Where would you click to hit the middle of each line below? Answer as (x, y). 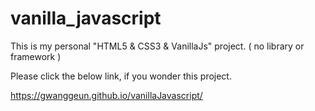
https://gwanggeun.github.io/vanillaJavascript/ (106, 95)
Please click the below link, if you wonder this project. (121, 76)
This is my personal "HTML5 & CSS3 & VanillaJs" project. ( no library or (157, 46)
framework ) (36, 56)
